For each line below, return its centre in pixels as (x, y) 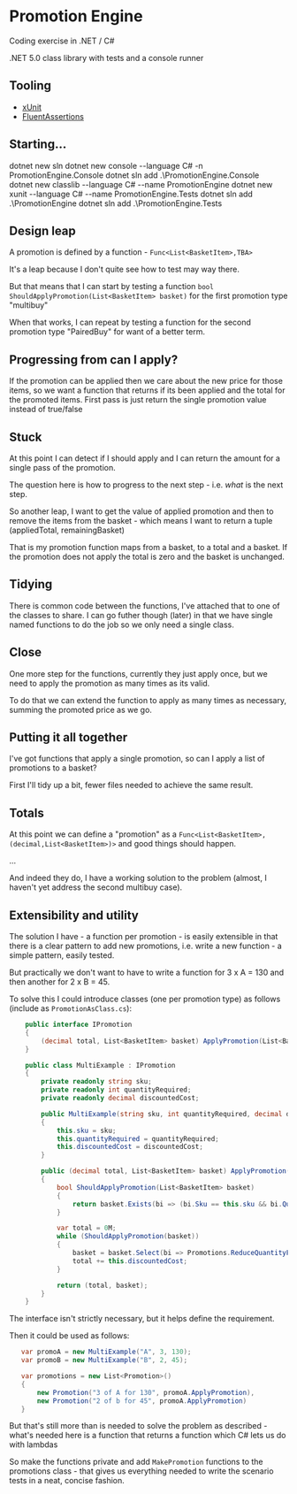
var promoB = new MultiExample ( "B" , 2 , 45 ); (104, 1360)
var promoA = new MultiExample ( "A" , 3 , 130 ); (106, 1352)
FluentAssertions (53, 116)
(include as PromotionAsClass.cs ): (71, 1008)
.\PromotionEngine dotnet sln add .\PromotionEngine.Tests (116, 203)
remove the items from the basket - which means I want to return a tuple (141, 521)
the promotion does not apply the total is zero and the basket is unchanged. (147, 556)
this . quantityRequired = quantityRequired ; (137, 1138)
